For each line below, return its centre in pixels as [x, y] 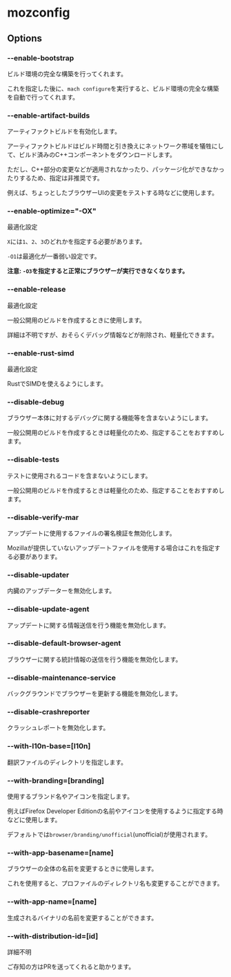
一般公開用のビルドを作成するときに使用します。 [77, 320]
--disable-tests [33, 460]
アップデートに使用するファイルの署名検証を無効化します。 [91, 533]
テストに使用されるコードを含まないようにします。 [79, 476]
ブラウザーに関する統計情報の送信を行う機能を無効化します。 [94, 659]
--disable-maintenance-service [61, 678]
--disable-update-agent [48, 609]
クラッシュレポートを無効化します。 [58, 728]
